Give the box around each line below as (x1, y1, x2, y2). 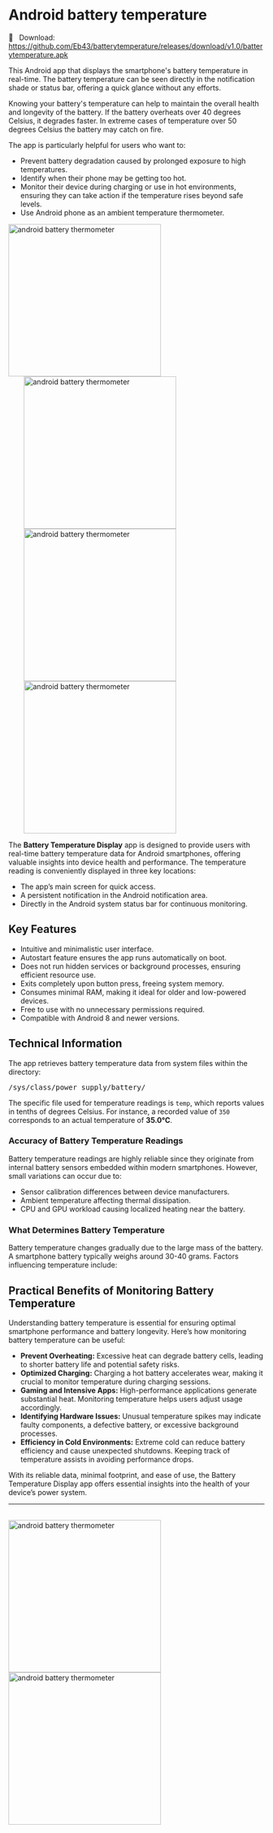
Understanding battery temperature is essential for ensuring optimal (8, 1318, 236, 1328)
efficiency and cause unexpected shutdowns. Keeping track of (19, 1445, 230, 1455)
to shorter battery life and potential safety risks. (19, 1359, 180, 1369)
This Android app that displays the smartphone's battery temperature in (8, 65, 249, 75)
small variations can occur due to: (8, 1171, 122, 1181)
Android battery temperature (8, 6, 207, 24)
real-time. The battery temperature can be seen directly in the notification (8, 74, 255, 84)
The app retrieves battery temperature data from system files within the (8, 1058, 248, 1068)
